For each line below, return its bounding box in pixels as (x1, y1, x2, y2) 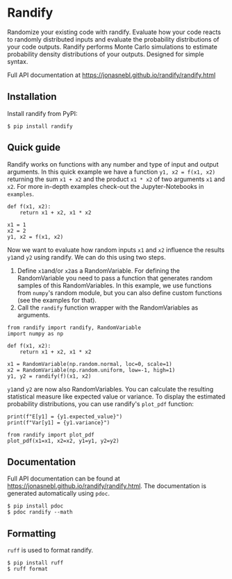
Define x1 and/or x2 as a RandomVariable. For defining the (17, 266, 181, 275)
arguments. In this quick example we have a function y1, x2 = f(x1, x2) (7, 167, 216, 176)
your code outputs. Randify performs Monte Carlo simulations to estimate (7, 42, 217, 51)
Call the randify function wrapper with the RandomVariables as (17, 303, 199, 312)
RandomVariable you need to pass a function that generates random (17, 274, 213, 282)
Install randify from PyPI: (7, 109, 78, 117)
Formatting (7, 528, 56, 539)
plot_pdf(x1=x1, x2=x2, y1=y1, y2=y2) (7, 437, 119, 444)
